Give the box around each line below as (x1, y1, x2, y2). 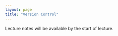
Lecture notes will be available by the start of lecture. (5, 25, 114, 31)
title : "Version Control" (5, 12, 59, 17)
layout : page (5, 7, 32, 12)
